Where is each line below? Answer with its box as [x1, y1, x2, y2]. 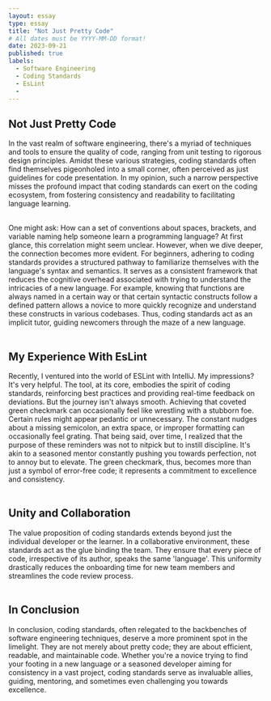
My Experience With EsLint [8, 350, 147, 363]
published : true [8, 49, 63, 57]
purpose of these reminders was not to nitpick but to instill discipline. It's [8, 440, 251, 449]
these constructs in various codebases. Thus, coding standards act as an [8, 309, 253, 319]
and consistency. [8, 474, 66, 484]
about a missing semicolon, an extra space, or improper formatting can [8, 423, 245, 432]
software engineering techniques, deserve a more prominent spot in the [8, 633, 248, 643]
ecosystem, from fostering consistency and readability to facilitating [8, 190, 235, 200]
